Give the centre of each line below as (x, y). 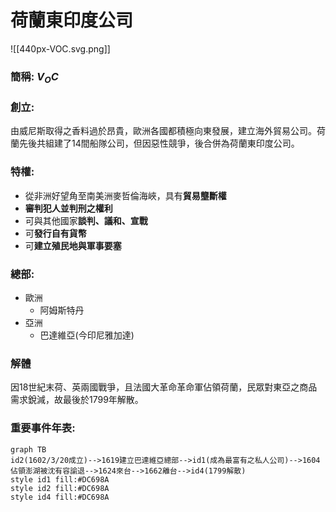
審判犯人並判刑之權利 (68, 208)
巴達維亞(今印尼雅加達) (87, 335)
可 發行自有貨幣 (55, 233)
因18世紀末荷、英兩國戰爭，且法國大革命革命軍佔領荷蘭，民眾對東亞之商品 (164, 387)
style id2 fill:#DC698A (60, 488)
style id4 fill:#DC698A (60, 497)
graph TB (28, 449)
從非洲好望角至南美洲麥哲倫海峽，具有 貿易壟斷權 (125, 195)
